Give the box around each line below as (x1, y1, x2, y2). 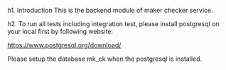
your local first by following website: (7, 28, 114, 35)
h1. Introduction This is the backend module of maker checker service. (7, 6, 213, 14)
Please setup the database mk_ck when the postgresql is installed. (7, 54, 203, 63)
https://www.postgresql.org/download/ (7, 41, 122, 49)
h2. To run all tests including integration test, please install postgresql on (7, 20, 220, 28)
